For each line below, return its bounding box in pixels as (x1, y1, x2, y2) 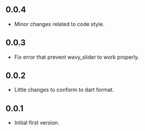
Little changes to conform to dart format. (14, 86, 114, 94)
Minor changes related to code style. (14, 20, 105, 27)
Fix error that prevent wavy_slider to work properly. (14, 53, 140, 60)
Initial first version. (14, 119, 60, 126)
